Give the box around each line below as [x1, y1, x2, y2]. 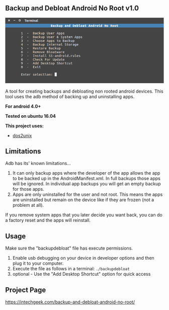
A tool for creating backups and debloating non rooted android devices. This [5, 88, 163, 94]
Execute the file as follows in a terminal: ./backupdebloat [12, 266, 130, 272]
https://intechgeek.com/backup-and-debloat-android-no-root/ [5, 299, 135, 305]
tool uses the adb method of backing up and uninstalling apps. [5, 93, 135, 100]
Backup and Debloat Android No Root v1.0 [5, 4, 139, 13]
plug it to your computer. [12, 260, 64, 266]
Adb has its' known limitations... [5, 161, 71, 167]
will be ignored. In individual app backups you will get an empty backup [12, 181, 161, 187]
